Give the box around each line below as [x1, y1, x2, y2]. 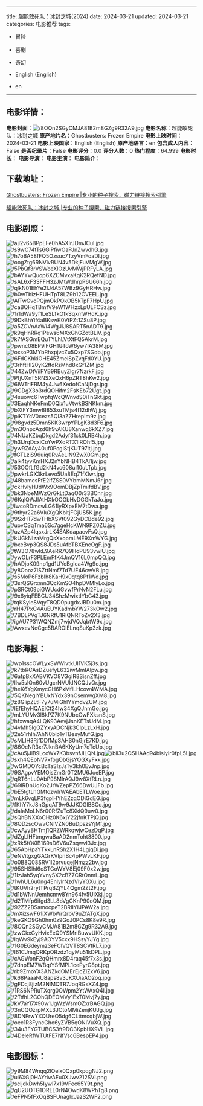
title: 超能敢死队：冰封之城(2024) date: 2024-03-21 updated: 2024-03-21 [6, 13, 189, 20]
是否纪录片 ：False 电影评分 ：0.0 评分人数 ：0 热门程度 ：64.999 [21, 147, 179, 154]
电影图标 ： [6, 1051, 47, 1061]
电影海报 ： [6, 644, 47, 654]
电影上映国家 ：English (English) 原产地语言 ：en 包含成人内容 [37, 139, 189, 147]
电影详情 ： [6, 107, 47, 118]
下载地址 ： [6, 174, 47, 184]
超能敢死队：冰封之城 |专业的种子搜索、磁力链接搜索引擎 [6, 203, 147, 211]
